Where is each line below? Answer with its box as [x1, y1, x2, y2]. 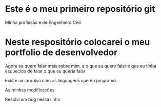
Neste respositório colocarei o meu [5, 36, 150, 48]
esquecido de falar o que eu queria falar [5, 68, 86, 74]
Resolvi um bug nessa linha [5, 96, 60, 102]
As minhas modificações [5, 87, 55, 93]
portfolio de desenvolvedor [5, 47, 118, 58]
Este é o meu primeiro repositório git [5, 3, 155, 15]
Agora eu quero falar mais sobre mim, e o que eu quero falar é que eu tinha [5, 63, 157, 69]
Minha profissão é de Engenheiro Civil [5, 19, 81, 25]
